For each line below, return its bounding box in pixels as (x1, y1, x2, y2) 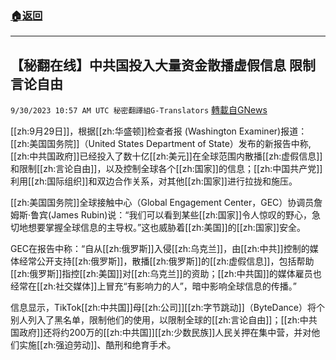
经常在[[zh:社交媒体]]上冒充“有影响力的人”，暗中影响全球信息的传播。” (10, 280, 297, 292)
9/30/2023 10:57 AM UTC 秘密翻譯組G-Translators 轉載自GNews (10, 104, 268, 116)
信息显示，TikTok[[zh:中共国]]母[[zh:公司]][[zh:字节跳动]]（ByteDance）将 (10, 302, 317, 314)
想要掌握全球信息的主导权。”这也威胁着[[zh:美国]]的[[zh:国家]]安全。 (27, 222, 307, 234)
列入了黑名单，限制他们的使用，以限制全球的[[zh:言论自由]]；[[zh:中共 (27, 314, 318, 326)
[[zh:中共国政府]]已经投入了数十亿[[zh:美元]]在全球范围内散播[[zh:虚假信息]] (10, 150, 323, 162)
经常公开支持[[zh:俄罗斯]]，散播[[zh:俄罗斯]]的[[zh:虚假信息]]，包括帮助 (18, 255, 315, 267)
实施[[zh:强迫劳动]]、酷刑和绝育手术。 (18, 339, 177, 351)
